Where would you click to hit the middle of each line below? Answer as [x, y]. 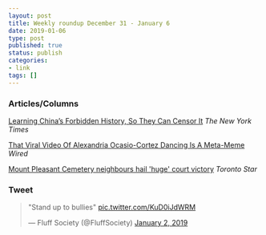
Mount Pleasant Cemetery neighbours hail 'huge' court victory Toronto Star [133, 168]
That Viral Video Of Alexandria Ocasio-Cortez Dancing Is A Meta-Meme [127, 144]
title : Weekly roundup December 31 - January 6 [89, 23]
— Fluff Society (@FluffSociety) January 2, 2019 [108, 223]
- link [19, 68]
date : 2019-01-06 [37, 30]
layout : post [30, 16]
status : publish [35, 53]
